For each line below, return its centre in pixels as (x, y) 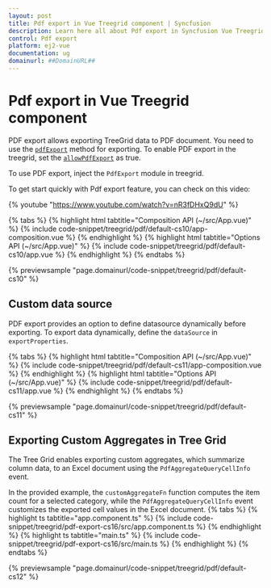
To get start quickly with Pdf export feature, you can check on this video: (129, 189)
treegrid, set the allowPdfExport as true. (75, 157)
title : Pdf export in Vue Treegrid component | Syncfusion (110, 23)
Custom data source (60, 304)
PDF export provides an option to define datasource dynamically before (127, 323)
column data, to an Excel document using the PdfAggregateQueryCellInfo (129, 468)
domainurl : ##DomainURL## (52, 61)
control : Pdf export (43, 38)
